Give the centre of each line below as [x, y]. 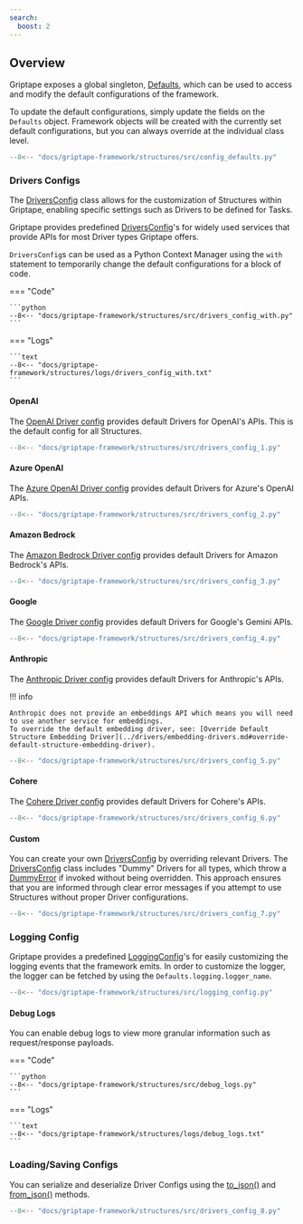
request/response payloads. [62, 1043]
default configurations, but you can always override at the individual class [147, 131]
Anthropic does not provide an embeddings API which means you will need [151, 713]
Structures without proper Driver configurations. [99, 897]
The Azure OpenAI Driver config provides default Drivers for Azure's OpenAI [151, 488]
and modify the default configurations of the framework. [114, 94]
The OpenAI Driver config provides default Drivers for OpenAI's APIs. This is [151, 421]
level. [19, 140]
